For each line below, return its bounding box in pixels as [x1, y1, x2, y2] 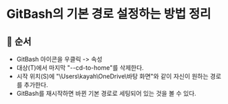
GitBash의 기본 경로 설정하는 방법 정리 [6, 6, 211, 22]
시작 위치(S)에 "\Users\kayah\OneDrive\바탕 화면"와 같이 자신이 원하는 [16, 73, 209, 80]
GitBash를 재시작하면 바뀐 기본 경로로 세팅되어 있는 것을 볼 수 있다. [16, 90, 197, 97]
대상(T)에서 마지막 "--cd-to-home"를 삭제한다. [16, 64, 144, 72]
